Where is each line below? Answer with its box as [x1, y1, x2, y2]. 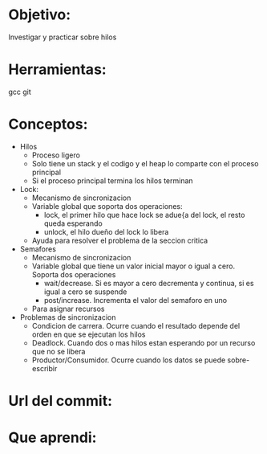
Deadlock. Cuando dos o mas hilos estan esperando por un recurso [31, 337, 256, 347]
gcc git [8, 87, 32, 96]
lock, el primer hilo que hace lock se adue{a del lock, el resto [43, 210, 245, 219]
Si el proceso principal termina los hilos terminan [31, 175, 194, 186]
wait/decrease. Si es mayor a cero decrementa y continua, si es [43, 278, 254, 288]
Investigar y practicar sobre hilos [8, 32, 117, 42]
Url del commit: [8, 392, 113, 410]
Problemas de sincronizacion [19, 312, 116, 322]
